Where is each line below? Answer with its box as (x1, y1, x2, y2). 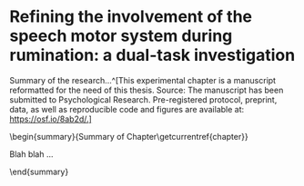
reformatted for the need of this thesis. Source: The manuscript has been (9, 84, 284, 95)
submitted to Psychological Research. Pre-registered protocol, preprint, (9, 93, 278, 105)
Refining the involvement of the (9, 6, 253, 27)
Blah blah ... (9, 148, 54, 160)
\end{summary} (9, 166, 69, 177)
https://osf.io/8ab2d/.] (9, 113, 93, 124)
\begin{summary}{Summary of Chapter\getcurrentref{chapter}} (9, 131, 248, 142)
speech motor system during (9, 25, 233, 46)
